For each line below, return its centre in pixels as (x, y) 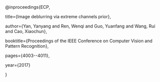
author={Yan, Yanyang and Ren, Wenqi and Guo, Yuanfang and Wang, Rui (80, 26)
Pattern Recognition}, (27, 46)
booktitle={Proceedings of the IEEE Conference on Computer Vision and (79, 41)
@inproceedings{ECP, (28, 7)
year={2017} (18, 65)
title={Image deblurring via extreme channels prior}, (58, 16)
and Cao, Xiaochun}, (26, 31)
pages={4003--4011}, (27, 55)
